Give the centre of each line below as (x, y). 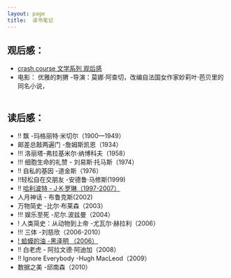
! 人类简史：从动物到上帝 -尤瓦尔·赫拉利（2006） (88, 223)
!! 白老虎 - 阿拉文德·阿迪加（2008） (69, 250)
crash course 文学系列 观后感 (59, 69)
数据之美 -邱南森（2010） (55, 267)
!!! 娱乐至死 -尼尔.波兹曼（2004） (65, 215)
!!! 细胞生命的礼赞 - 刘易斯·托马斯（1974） (78, 162)
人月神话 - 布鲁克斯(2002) (55, 197)
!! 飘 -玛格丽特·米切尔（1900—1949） (71, 136)
